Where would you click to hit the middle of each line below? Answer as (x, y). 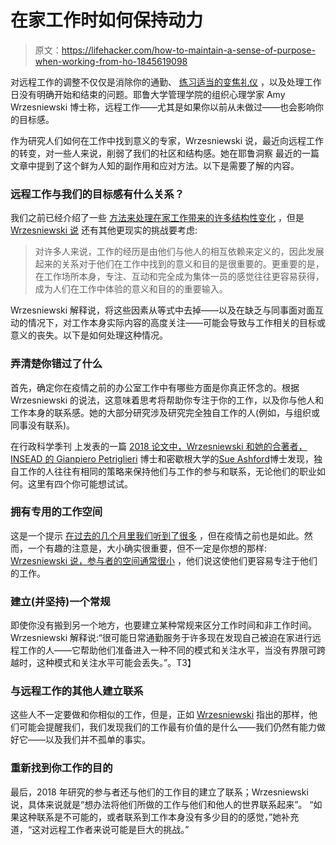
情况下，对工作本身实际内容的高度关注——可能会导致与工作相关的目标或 (176, 323)
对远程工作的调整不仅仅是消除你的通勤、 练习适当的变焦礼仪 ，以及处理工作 (166, 82)
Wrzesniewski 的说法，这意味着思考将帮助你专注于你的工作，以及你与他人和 (167, 400)
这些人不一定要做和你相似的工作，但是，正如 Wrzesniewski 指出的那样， (160, 715)
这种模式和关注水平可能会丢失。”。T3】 (116, 663)
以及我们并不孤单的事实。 (97, 740)
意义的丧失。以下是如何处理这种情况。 (89, 335)
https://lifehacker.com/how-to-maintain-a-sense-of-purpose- (188, 50)
